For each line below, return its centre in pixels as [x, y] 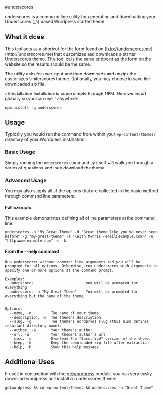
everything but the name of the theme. [45, 296]
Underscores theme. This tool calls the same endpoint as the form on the [78, 59]
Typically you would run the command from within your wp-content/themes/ [81, 134]
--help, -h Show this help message [54, 347]
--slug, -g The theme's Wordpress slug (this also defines [79, 321]
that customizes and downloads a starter [95, 54]
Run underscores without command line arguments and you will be [72, 262]
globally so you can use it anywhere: [42, 98]
